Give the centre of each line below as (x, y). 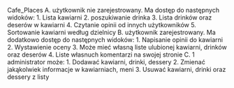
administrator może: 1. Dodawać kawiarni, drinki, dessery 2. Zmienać (107, 62)
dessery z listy (28, 77)
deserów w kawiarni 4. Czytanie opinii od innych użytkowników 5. (102, 25)
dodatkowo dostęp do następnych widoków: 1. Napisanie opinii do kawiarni (115, 40)
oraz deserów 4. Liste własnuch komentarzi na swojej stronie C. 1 (101, 54)
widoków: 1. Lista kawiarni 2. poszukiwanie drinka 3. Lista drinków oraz (110, 17)
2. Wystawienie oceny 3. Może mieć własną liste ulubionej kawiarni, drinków (117, 47)
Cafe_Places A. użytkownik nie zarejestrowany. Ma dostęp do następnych (114, 10)
